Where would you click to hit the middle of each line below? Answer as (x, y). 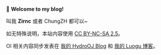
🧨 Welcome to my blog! (35, 9)
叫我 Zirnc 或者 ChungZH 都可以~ (47, 21)
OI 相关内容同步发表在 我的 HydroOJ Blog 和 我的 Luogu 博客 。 (82, 46)
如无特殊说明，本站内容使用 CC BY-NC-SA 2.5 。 (65, 33)
